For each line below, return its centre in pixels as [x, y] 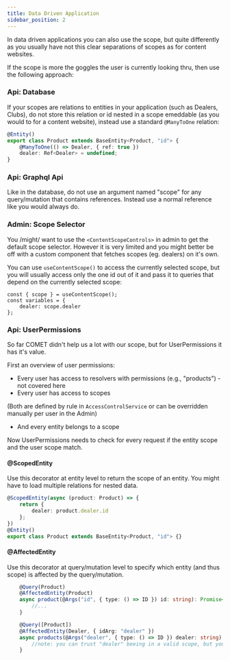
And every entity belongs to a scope [68, 427]
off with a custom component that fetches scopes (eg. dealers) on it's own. [113, 254]
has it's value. [27, 352]
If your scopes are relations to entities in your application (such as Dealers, [113, 107]
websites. [21, 54]
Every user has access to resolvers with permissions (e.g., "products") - [119, 378]
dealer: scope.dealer [50, 306]
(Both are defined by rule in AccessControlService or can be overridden [107, 406]
